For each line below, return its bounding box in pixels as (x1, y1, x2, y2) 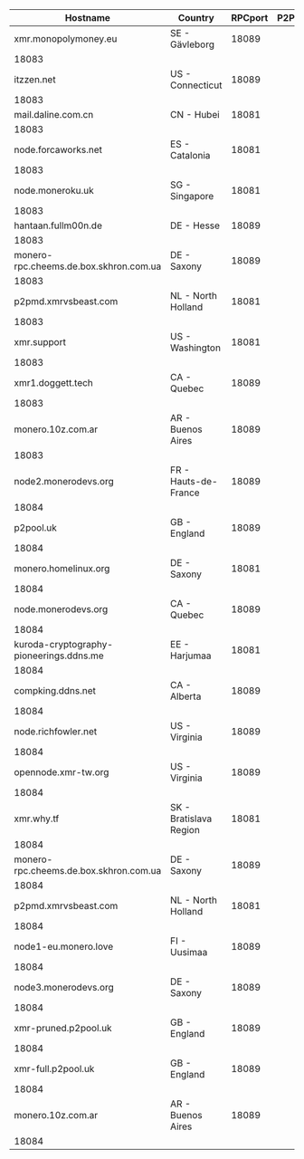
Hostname (64, 12, 111, 24)
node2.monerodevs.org (14, 475, 115, 487)
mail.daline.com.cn (14, 109, 94, 120)
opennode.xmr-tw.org (14, 766, 109, 778)
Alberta (170, 690, 202, 703)
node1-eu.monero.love (14, 941, 114, 953)
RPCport (230, 12, 269, 24)
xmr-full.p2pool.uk (14, 1063, 95, 1075)
